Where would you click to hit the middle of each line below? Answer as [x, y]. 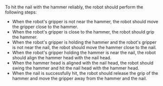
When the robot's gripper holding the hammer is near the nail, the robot [84, 52]
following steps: [21, 12]
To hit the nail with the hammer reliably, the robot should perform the [74, 7]
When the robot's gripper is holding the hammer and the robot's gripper [84, 42]
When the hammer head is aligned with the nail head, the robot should [83, 63]
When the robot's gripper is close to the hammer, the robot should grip [83, 32]
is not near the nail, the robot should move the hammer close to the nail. [84, 47]
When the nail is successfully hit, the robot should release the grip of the [85, 73]
